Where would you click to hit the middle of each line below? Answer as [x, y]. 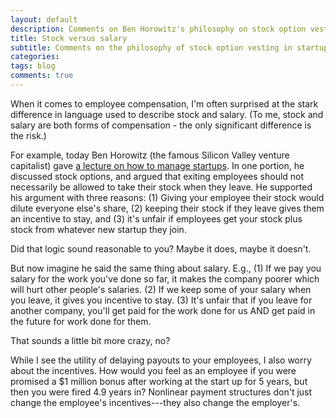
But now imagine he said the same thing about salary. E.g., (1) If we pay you [166, 268]
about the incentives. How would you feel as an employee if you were [153, 370]
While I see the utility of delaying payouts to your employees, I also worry [161, 360]
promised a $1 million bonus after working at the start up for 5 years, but [159, 381]
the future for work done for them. [81, 321]
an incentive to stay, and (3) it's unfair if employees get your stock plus [156, 218]
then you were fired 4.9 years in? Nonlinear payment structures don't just [161, 392]
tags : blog [33, 66]
